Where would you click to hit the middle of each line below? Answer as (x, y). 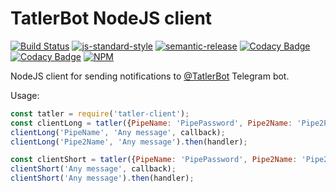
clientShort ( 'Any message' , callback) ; (93, 169)
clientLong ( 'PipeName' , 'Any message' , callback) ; (118, 132)
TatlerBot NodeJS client (111, 18)
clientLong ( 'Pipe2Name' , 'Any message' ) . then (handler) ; (129, 142)
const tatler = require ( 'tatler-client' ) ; (100, 113)
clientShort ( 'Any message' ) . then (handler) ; (102, 178)
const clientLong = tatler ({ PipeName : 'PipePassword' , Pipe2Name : (151, 123)
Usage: (25, 95)
